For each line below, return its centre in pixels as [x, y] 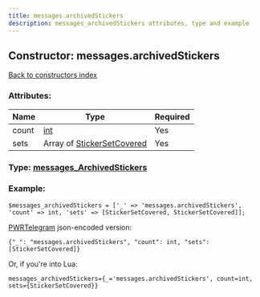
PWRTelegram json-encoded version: [70, 227]
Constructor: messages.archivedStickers [114, 56]
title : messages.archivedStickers [66, 16]
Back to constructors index [53, 75]
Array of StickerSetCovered [95, 143]
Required [172, 116]
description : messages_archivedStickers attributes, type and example [129, 23]
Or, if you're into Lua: [43, 264]
